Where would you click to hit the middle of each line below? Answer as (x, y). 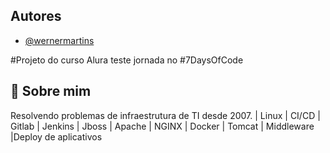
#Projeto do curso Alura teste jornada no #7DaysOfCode (127, 60)
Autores (36, 16)
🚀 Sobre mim (51, 91)
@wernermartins (59, 40)
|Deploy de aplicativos (56, 136)
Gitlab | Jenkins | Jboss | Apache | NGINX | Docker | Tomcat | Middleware (162, 126)
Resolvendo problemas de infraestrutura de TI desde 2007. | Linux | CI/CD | (165, 115)
